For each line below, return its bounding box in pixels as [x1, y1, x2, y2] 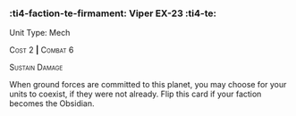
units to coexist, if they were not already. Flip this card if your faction [9, 88, 262, 100]
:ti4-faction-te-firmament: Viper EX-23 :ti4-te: [9, 7, 217, 20]
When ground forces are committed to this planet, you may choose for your [9, 79, 287, 90]
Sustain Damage [9, 62, 63, 73]
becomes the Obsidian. [9, 98, 96, 109]
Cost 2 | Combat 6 [9, 45, 74, 55]
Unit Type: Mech [9, 28, 71, 38]
